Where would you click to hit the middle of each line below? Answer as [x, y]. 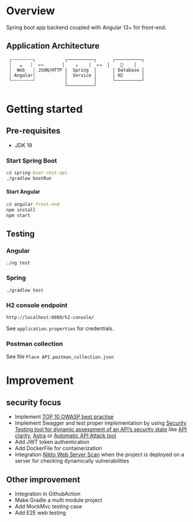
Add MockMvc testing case [48, 507]
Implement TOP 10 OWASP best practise [64, 417]
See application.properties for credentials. [60, 328]
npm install [21, 210]
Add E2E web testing [40, 513]
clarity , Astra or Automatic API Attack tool [66, 436]
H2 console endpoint [37, 305]
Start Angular [23, 192]
